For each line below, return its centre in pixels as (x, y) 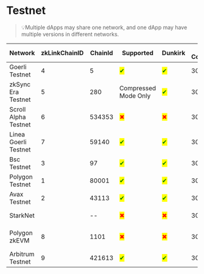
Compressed (138, 88)
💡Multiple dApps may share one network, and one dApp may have (104, 27)
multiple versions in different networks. (70, 34)
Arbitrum (22, 254)
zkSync (20, 84)
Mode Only (135, 96)
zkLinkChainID (62, 53)
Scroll (18, 109)
